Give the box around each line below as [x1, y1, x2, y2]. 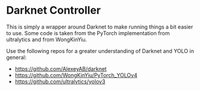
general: [6, 54, 27, 61]
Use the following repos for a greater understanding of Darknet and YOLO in [6, 47, 195, 54]
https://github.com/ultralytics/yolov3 [14, 78, 106, 85]
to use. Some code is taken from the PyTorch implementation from [6, 29, 170, 36]
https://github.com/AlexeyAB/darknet [14, 65, 107, 72]
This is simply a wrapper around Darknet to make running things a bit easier [6, 23, 193, 30]
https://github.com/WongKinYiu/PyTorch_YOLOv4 [14, 71, 138, 79]
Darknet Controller [6, 4, 101, 17]
